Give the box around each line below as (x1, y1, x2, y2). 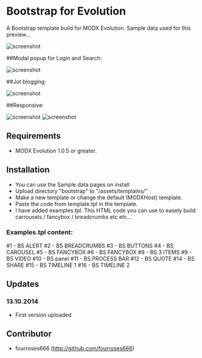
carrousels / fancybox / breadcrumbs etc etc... (15, 213, 132, 220)
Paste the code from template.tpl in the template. (15, 200, 138, 207)
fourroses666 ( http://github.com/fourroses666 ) (15, 345, 135, 352)
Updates (6, 279, 40, 289)
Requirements (6, 131, 61, 141)
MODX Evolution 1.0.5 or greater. (15, 147, 97, 154)
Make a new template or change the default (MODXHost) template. (15, 193, 183, 201)
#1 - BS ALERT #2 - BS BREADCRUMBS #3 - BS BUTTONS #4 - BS (6, 242, 174, 249)
